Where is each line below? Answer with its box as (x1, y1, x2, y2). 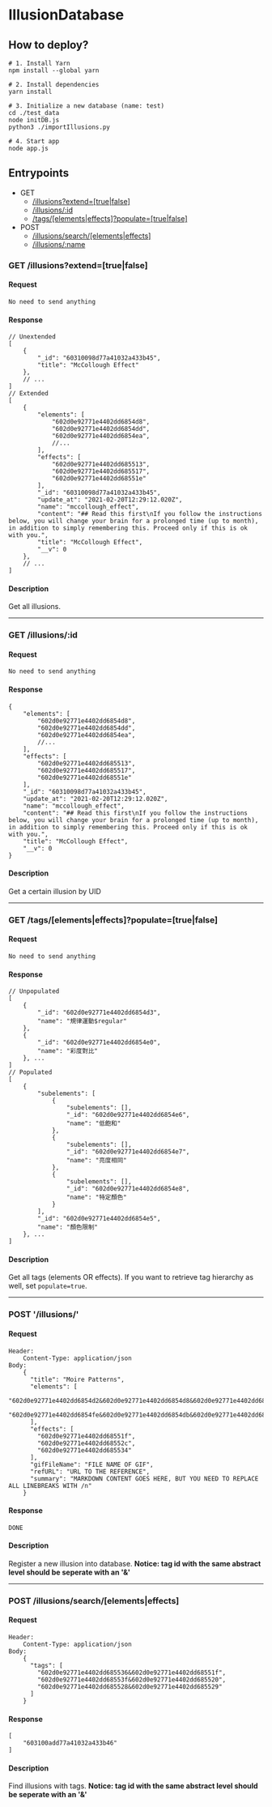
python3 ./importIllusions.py (8, 123, 111, 131)
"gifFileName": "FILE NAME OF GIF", (29, 1460, 154, 1468)
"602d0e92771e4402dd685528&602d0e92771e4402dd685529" (37, 1683, 223, 1691)
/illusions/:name (32, 239, 86, 249)
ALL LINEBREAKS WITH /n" (8, 1481, 92, 1489)
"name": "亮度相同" (66, 1157, 127, 1165)
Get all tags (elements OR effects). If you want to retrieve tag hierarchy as (8, 1272, 253, 1282)
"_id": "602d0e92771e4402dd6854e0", (37, 1038, 161, 1046)
